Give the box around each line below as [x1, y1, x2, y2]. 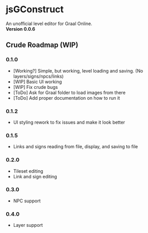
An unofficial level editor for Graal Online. [6, 20, 92, 27]
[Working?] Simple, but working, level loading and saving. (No [13, 67, 143, 74]
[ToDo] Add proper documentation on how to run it [13, 95, 120, 101]
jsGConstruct [6, 4, 64, 15]
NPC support [13, 198, 41, 204]
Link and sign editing [13, 173, 58, 179]
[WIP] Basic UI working [13, 78, 62, 85]
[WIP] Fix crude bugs [13, 84, 58, 90]
